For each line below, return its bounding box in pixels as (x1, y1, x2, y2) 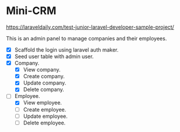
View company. (23, 66, 61, 73)
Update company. (23, 79, 67, 86)
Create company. (23, 73, 65, 80)
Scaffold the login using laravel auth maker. (14, 46, 119, 53)
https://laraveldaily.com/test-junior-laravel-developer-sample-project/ (6, 23, 174, 31)
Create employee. (23, 106, 67, 113)
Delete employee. (23, 119, 66, 126)
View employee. (23, 99, 63, 106)
